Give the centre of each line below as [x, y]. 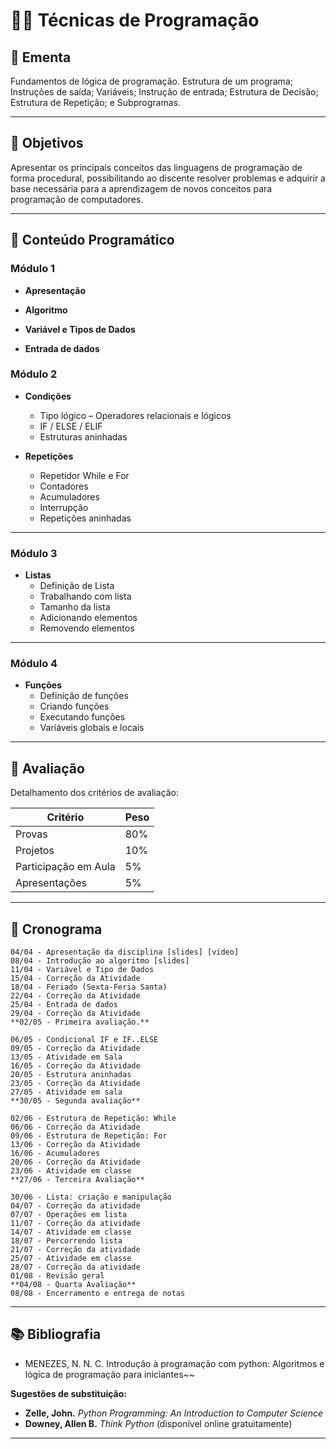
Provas [31, 834]
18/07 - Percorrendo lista [66, 1241]
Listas [38, 575]
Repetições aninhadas [85, 518]
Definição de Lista [77, 586]
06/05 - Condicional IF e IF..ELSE [84, 1040]
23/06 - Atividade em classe [71, 1171]
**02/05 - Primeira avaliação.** [80, 1022]
